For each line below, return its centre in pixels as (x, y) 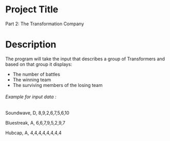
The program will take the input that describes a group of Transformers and (85, 59)
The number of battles (36, 74)
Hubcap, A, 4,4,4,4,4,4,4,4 (33, 133)
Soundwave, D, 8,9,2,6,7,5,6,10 (37, 113)
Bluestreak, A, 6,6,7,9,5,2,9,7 (35, 123)
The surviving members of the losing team (58, 85)
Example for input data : (31, 97)
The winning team (32, 80)
